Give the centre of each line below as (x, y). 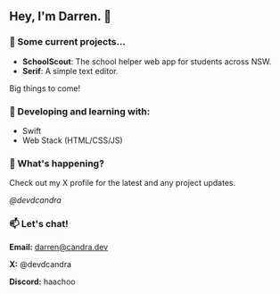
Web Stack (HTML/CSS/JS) (72, 140)
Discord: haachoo (42, 281)
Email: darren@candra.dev (59, 247)
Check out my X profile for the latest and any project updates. (123, 183)
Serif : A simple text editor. (70, 71)
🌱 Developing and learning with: (80, 111)
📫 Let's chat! (39, 224)
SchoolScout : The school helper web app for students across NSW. (147, 61)
